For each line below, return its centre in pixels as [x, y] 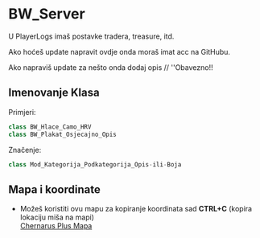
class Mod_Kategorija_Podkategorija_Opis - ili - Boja [95, 164]
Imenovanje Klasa [54, 93]
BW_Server [47, 14]
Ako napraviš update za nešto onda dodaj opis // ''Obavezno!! [111, 67]
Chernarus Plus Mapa [56, 226]
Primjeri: [22, 112]
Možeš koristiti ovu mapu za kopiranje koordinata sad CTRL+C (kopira [136, 209]
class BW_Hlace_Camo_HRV [50, 127]
